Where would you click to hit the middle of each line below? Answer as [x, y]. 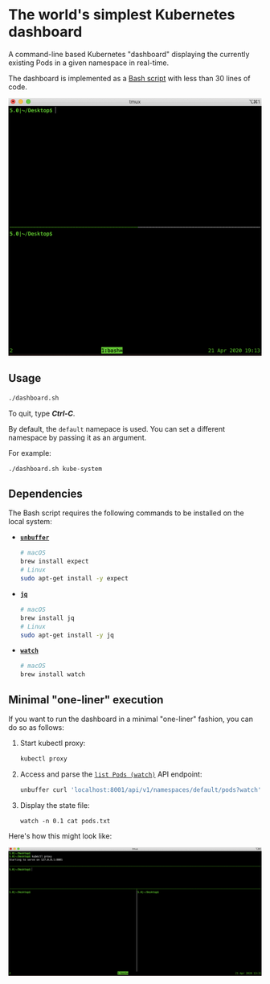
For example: [30, 453]
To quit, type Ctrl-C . [42, 413]
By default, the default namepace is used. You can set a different [117, 428]
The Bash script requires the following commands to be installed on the [127, 513]
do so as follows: [36, 727]
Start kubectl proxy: [53, 743]
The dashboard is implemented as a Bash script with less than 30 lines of [129, 78]
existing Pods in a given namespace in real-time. [89, 63]
